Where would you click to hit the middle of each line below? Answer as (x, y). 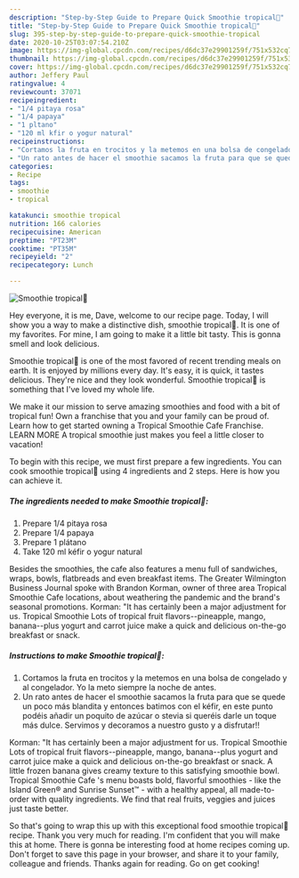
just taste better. (39, 808)
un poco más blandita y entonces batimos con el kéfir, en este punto (147, 706)
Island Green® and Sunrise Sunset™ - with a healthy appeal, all (124, 789)
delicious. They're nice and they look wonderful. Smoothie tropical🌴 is (137, 380)
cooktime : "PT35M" (43, 249)
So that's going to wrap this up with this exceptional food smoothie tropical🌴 (149, 826)
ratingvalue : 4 (37, 84)
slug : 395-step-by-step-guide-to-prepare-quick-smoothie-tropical (135, 34)
